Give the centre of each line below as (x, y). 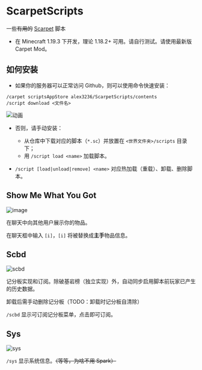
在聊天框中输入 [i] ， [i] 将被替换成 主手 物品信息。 (69, 235)
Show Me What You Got (51, 196)
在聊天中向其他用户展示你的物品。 (48, 222)
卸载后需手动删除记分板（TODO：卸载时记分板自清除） (75, 302)
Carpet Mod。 (32, 49)
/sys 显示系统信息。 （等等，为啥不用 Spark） (61, 361)
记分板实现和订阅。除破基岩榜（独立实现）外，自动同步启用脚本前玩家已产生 (101, 281)
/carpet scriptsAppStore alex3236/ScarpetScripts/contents (82, 97)
